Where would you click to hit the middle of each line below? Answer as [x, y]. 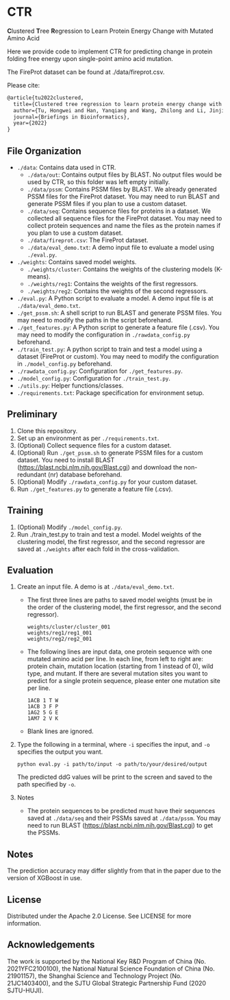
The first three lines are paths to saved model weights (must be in [120, 600]
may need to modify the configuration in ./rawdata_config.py [103, 335]
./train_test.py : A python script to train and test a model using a [110, 349]
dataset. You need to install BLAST [66, 460]
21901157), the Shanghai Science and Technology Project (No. [95, 975]
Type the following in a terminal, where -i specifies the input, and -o [113, 745]
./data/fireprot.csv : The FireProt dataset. [88, 240]
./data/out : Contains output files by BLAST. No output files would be [125, 175]
